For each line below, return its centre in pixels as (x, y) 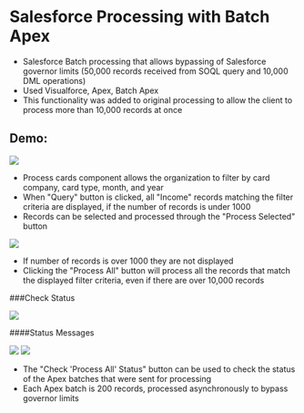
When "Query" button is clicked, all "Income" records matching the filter (158, 197)
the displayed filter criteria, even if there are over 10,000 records (143, 280)
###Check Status (42, 297)
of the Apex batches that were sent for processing (117, 378)
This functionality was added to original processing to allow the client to (157, 100)
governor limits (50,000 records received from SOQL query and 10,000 (155, 71)
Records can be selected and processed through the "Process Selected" (159, 216)
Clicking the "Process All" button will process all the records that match (157, 270)
